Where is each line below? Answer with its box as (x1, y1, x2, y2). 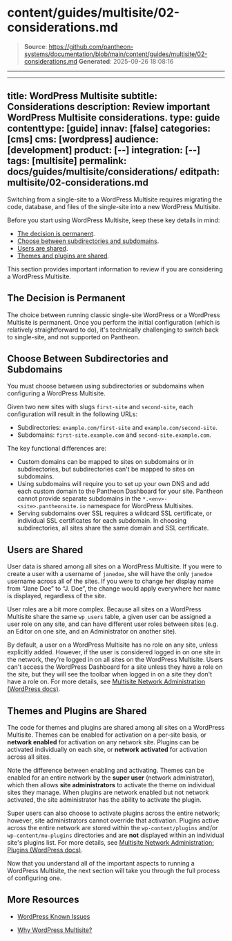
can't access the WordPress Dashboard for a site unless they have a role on (7, 663, 223, 671)
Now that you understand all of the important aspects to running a (7, 859, 195, 867)
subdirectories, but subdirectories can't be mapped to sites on (17, 465, 195, 474)
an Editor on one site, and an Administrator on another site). (7, 627, 177, 636)
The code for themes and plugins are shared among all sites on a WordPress (7, 724, 225, 731)
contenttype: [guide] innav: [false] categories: (7, 123, 211, 134)
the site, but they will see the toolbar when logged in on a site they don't (7, 670, 213, 679)
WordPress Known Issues (17, 912, 90, 920)
